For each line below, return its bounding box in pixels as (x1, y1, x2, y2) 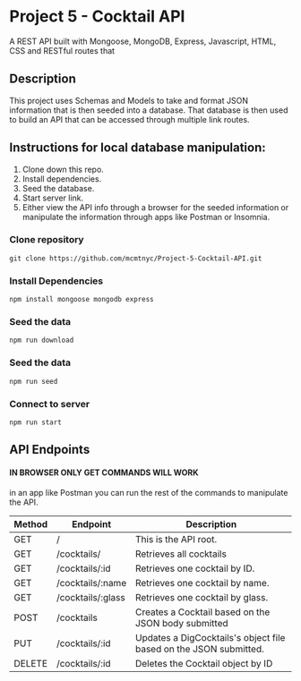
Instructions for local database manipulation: (9, 140, 266, 156)
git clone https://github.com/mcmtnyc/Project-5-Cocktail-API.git (9, 253, 262, 263)
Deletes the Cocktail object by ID (134, 657, 273, 669)
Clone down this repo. (21, 164, 105, 175)
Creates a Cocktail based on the (134, 606, 271, 618)
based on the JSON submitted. (134, 643, 264, 655)
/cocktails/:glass (56, 591, 125, 603)
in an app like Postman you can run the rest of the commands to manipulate (9, 487, 288, 498)
